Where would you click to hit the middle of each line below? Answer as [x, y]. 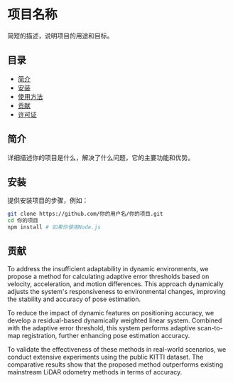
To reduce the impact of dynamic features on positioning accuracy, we [111, 313]
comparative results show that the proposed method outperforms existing [115, 364]
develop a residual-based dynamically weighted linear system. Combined [115, 320]
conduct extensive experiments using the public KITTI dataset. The [105, 357]
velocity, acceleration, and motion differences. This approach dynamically [115, 284]
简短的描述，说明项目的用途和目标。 [60, 36]
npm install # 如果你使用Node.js [54, 227]
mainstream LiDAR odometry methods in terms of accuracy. [95, 372]
